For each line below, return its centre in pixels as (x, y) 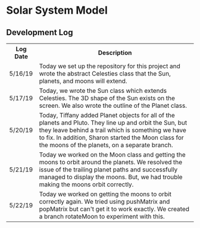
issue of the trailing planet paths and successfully (108, 169)
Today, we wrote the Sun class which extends (103, 91)
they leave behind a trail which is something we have (112, 130)
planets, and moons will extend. (83, 81)
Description (115, 53)
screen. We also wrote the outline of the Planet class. (113, 106)
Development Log (40, 32)
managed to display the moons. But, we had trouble (111, 177)
